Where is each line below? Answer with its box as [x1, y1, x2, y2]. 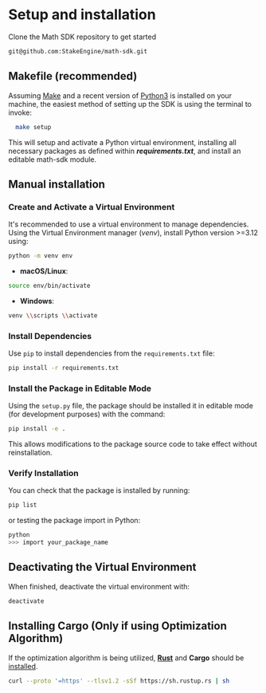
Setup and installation [8, 6, 157, 24]
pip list [8, 501, 37, 510]
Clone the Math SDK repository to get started [8, 32, 157, 41]
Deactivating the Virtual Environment [8, 561, 197, 574]
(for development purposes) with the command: [8, 409, 166, 419]
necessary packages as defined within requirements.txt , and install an [8, 146, 241, 156]
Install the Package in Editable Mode [8, 383, 151, 394]
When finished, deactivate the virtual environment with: [8, 581, 190, 591]
